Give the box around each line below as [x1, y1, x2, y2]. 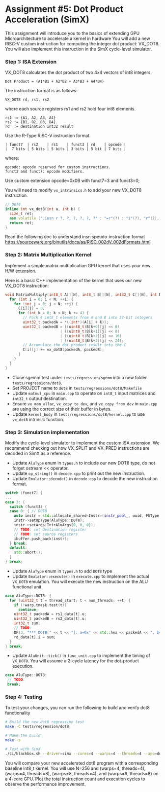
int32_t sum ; [14, 621, 41, 626]
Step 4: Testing [5, 694, 43, 700]
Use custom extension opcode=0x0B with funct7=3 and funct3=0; [5, 178, 140, 183]
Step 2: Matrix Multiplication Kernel [5, 252, 92, 258]
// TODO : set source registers [14, 532, 78, 537]
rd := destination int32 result [5, 124, 74, 129]
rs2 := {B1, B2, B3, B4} [5, 120, 56, 125]
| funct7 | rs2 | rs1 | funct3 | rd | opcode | [5, 142, 126, 147]
